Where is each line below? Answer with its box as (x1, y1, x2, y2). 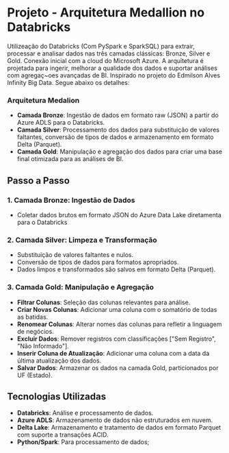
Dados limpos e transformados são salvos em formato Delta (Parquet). (16, 265, 216, 273)
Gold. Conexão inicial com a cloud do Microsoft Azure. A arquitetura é (7, 56, 204, 64)
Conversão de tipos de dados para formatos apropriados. (16, 258, 179, 267)
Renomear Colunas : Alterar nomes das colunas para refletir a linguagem (16, 320, 222, 328)
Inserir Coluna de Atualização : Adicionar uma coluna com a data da (16, 349, 210, 357)
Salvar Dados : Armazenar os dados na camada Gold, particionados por (16, 363, 219, 371)
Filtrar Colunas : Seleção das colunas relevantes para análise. (16, 298, 191, 306)
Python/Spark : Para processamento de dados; (16, 438, 150, 446)
